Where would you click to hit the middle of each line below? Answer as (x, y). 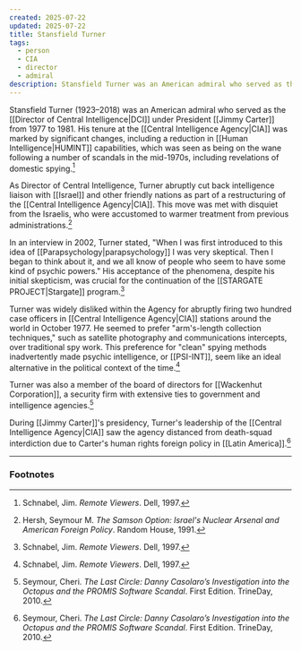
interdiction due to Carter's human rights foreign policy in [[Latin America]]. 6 (150, 442)
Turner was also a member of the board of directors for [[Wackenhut (136, 385)
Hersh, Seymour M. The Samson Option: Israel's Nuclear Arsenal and (150, 519)
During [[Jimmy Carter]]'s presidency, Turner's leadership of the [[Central (146, 423)
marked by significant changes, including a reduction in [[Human (129, 138)
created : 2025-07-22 (48, 17)
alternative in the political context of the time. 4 (95, 366)
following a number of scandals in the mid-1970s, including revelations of (144, 157)
